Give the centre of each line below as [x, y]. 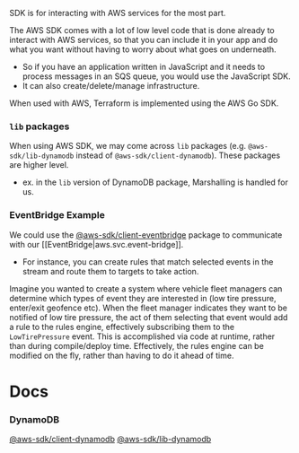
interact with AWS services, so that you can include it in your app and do [144, 40]
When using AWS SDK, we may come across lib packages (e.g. [128, 146]
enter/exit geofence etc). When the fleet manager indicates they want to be [149, 308]
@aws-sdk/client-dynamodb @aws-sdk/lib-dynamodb [110, 440]
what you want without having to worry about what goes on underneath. [143, 49]
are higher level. [39, 165]
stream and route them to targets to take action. [110, 271]
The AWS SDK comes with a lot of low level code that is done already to [142, 30]
